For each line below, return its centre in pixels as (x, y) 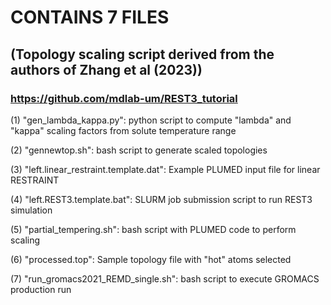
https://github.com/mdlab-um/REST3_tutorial (124, 98)
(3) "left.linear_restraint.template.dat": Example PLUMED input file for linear (165, 169)
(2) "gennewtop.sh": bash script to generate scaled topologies (139, 150)
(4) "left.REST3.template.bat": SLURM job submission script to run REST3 (161, 199)
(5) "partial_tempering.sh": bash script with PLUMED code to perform (153, 229)
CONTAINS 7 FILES (90, 17)
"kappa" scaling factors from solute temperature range (123, 130)
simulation (31, 210)
